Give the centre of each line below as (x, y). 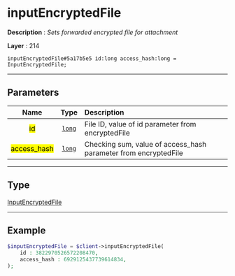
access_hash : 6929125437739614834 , (73, 260)
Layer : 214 (23, 45)
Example (27, 230)
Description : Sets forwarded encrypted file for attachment (93, 32)
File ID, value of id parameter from (140, 124)
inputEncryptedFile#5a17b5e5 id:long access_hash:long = (92, 58)
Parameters (33, 93)
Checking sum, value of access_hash (145, 144)
